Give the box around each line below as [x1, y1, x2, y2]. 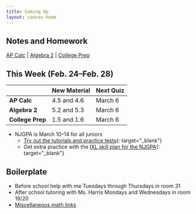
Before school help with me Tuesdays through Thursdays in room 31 [14, 182, 181, 189]
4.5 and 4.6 [51, 96, 84, 105]
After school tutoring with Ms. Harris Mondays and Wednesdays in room [14, 189, 191, 196]
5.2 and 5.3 [51, 106, 84, 114]
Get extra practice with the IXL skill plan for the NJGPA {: [23, 143, 161, 151]
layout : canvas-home [6, 14, 57, 20]
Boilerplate [6, 167, 47, 177]
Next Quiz [96, 86, 125, 95]
